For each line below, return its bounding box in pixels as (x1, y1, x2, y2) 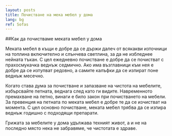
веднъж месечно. (5, 73, 45, 79)
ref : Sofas (5, 21, 29, 27)
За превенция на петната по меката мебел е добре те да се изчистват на (5, 99, 167, 105)
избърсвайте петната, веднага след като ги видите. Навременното (5, 88, 152, 95)
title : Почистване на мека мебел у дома (5, 12, 93, 17)
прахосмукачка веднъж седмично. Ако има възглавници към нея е (5, 62, 154, 68)
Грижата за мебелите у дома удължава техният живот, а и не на (5, 120, 147, 126)
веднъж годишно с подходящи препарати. (5, 110, 99, 116)
